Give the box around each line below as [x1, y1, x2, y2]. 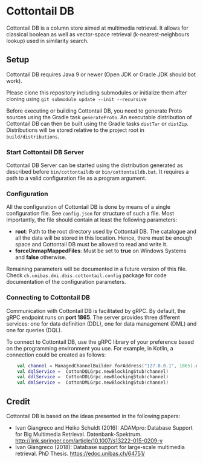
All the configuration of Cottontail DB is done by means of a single [6, 203, 171, 211]
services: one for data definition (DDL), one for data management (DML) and [6, 320, 197, 327]
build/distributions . [6, 133, 60, 140]
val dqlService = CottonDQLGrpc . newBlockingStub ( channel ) [17, 368, 169, 375]
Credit [6, 396, 30, 407]
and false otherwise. [14, 254, 67, 261]
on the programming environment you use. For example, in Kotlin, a [6, 344, 173, 352]
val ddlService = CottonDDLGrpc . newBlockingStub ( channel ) [17, 374, 169, 380]
